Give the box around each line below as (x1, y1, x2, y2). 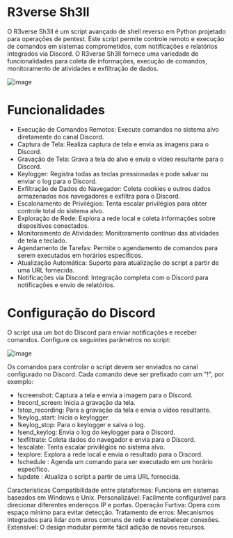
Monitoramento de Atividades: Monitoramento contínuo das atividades (17, 229, 219, 237)
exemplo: (7, 377, 33, 385)
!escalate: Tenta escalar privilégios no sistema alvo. (17, 443, 166, 451)
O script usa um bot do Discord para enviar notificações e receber (7, 328, 197, 337)
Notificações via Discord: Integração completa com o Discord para (17, 273, 209, 282)
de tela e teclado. (17, 236, 67, 245)
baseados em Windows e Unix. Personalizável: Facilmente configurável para (7, 493, 226, 502)
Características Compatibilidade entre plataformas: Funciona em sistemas (7, 486, 219, 494)
